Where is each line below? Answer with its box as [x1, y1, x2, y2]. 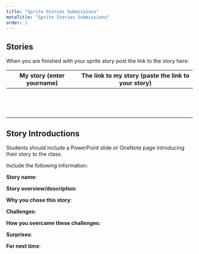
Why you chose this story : [6, 196, 72, 204]
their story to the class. [6, 151, 62, 157]
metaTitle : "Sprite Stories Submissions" [6, 14, 110, 20]
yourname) [26, 79, 58, 87]
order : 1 [6, 20, 28, 26]
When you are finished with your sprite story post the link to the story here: [6, 58, 190, 65]
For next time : [6, 243, 41, 249]
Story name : [6, 173, 37, 180]
